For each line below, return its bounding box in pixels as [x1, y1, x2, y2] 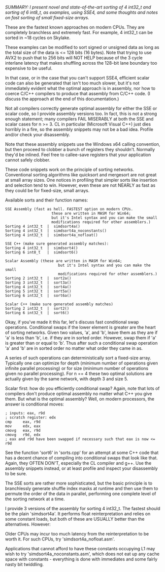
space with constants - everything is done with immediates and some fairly [5, 556, 158, 562]
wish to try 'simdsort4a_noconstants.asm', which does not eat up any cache [5, 551, 160, 557]
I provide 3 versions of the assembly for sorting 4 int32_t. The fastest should [5, 506, 161, 511]
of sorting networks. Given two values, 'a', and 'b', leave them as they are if [5, 329, 158, 335]
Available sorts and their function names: [5, 197, 88, 203]
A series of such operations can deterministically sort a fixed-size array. [5, 355, 152, 361]
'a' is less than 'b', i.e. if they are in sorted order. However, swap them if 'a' [5, 335, 157, 340]
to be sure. [5, 471, 27, 476]
